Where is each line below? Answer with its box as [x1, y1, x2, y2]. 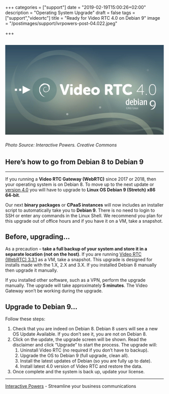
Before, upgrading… [5, 232, 70, 241]
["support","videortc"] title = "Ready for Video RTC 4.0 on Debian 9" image [5, 15, 160, 21]
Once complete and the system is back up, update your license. [12, 369, 145, 375]
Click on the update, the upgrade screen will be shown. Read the [12, 336, 147, 342]
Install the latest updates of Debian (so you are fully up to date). [20, 358, 152, 364]
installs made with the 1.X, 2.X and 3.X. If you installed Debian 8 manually [5, 262, 157, 268]
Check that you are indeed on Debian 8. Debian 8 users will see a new [12, 326, 158, 332]
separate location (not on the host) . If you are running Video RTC [5, 251, 142, 257]
